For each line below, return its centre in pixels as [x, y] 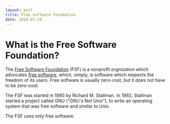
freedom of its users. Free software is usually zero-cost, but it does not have [85, 80]
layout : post [19, 10]
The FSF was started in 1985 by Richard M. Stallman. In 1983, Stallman [79, 96]
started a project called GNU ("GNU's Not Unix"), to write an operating [79, 101]
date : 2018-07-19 [24, 19]
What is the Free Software [61, 44]
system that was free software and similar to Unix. [58, 106]
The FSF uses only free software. [40, 116]
